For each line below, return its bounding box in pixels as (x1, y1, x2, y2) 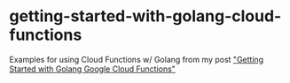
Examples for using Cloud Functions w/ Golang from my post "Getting (9, 54, 264, 64)
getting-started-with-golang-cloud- (9, 6, 282, 26)
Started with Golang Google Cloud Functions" (9, 64, 176, 74)
